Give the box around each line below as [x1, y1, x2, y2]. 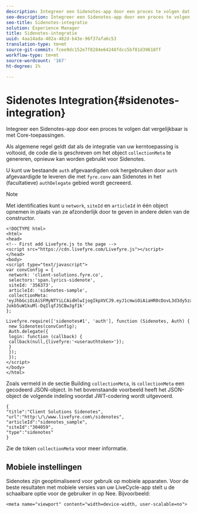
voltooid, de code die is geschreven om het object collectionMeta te [6, 149, 171, 156]
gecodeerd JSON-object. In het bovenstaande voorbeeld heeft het [6, 386, 167, 393]
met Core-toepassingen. [6, 131, 66, 139]
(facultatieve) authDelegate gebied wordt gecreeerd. [6, 180, 133, 187]
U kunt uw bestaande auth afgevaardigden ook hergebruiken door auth [6, 167, 178, 174]
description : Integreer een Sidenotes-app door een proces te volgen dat [6, 8, 191, 15]
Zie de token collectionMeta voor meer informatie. [6, 445, 128, 452]
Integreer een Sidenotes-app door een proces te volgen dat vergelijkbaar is [6, 126, 188, 133]
